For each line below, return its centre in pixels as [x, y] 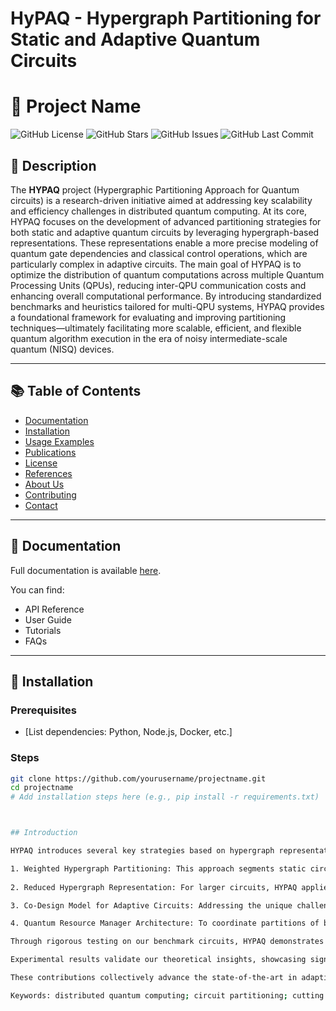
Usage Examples [59, 441]
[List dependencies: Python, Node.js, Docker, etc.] [128, 732]
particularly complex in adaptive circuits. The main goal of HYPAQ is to [156, 264]
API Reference [54, 609]
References [48, 473]
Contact [41, 505]
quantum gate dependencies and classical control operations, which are [159, 253]
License [41, 463]
